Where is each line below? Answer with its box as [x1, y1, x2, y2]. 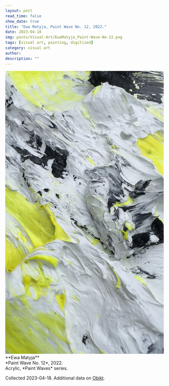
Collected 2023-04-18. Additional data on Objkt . [5, 375, 105, 381]
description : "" [5, 56, 39, 61]
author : [5, 50, 22, 56]
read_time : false [5, 13, 42, 19]
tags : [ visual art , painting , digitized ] [5, 40, 94, 45]
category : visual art [5, 45, 51, 50]
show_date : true [5, 19, 39, 24]
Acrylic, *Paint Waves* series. [5, 365, 68, 371]
